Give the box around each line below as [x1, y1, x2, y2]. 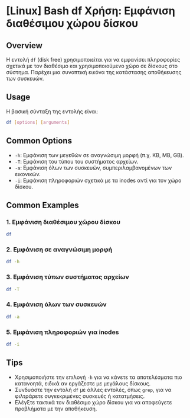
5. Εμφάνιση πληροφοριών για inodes [6, 328, 119, 336]
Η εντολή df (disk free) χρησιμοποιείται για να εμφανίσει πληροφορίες [6, 56, 181, 63]
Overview [6, 40, 43, 50]
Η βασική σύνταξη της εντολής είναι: [6, 108, 99, 115]
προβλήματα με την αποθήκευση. [14, 405, 97, 412]
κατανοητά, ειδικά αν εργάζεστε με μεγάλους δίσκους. [14, 379, 151, 387]
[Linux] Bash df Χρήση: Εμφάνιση [6, 4, 175, 18]
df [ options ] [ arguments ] [6, 119, 70, 125]
